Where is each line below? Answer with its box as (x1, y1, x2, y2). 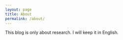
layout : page (5, 7, 32, 12)
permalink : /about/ (5, 16, 45, 21)
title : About (5, 12, 32, 17)
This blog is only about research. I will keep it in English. (5, 30, 119, 36)
